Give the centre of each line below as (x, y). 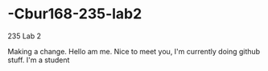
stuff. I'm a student (39, 60)
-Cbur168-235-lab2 (75, 14)
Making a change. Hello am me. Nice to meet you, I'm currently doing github (134, 51)
